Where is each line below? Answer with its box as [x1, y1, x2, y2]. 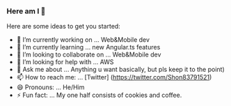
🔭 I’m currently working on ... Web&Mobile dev [16, 36, 150, 44]
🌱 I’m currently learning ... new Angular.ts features [16, 43, 161, 52]
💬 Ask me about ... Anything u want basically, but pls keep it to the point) [16, 66, 225, 74]
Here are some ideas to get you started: [6, 22, 121, 31]
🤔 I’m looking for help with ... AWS [16, 58, 114, 66]
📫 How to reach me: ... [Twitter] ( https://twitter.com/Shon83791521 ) [16, 73, 212, 82]
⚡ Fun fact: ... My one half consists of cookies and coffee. [16, 91, 182, 100]
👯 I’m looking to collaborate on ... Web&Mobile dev [16, 50, 161, 59]
